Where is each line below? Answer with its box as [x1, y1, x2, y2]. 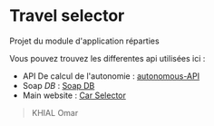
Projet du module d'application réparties [9, 35, 160, 46]
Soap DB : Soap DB [22, 80, 95, 91]
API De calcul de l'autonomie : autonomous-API [22, 70, 200, 82]
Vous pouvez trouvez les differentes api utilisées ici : [9, 53, 206, 63]
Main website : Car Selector [22, 90, 127, 101]
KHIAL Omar [31, 107, 79, 118]
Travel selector [9, 5, 125, 26]
